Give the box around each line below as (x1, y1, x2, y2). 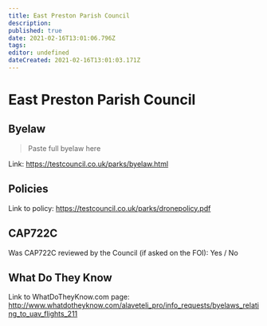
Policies (8, 182, 49, 196)
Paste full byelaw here (27, 143, 101, 153)
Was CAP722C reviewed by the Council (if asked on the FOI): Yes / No (8, 248, 239, 257)
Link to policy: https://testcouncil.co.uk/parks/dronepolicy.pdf (8, 203, 211, 213)
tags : (8, 42, 26, 50)
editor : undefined (8, 49, 69, 57)
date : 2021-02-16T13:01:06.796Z (8, 34, 116, 42)
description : (8, 19, 52, 27)
